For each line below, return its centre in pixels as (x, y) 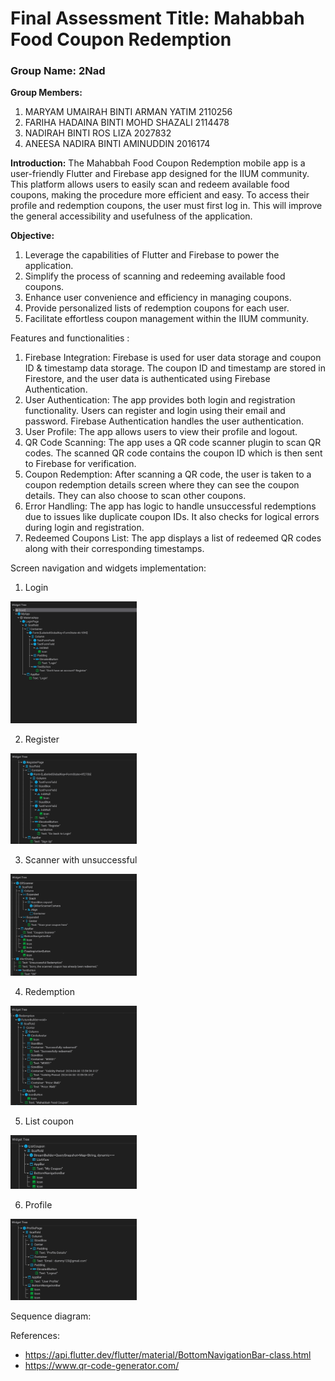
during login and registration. (84, 528)
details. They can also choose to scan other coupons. (135, 496)
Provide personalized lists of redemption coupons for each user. (157, 308)
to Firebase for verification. (80, 464)
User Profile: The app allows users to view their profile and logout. (161, 432)
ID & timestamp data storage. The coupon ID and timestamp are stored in (175, 368)
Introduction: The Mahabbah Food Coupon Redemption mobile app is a (158, 163)
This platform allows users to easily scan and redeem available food (150, 184)
